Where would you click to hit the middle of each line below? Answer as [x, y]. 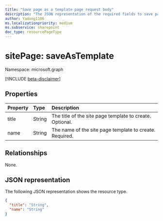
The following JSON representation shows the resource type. [66, 191]
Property [18, 108]
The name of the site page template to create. [104, 130]
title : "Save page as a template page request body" [59, 9]
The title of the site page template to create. [101, 116]
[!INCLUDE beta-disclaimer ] [33, 79]
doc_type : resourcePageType [33, 32]
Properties [21, 94]
